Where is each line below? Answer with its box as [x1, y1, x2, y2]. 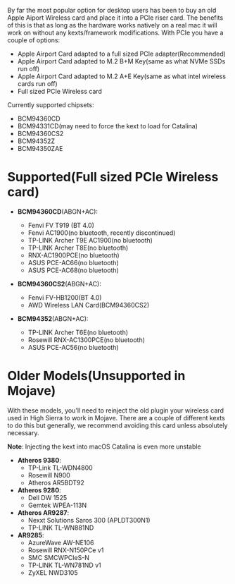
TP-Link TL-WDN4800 [27, 463, 93, 472]
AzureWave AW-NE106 [27, 538, 94, 547]
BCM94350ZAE [17, 145, 63, 152]
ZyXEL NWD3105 [27, 568, 79, 577]
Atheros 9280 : [17, 486, 61, 494]
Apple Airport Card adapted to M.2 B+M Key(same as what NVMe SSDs [17, 57, 226, 66]
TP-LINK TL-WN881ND [27, 523, 94, 532]
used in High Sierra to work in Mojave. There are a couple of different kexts [7, 413, 225, 422]
